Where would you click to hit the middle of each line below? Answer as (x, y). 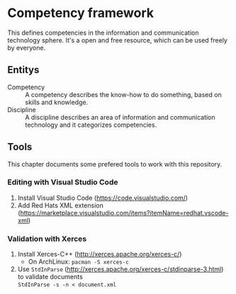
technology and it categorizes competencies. (91, 125)
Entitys (23, 70)
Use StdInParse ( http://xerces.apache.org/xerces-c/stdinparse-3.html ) (120, 269)
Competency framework (81, 13)
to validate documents (50, 277)
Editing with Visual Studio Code (63, 182)
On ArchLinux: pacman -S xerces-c (78, 262)
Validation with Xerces (47, 239)
